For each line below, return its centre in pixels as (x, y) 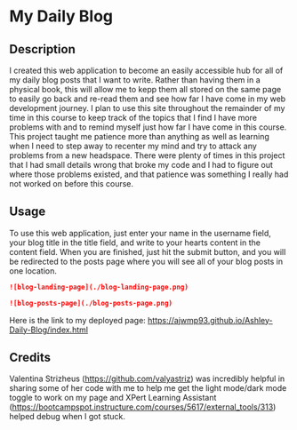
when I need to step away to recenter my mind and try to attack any (133, 146)
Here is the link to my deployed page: (78, 320)
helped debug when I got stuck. (68, 417)
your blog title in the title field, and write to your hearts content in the (135, 243)
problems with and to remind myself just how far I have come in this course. (148, 127)
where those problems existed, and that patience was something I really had (149, 174)
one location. (33, 271)
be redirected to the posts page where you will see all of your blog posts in (146, 261)
